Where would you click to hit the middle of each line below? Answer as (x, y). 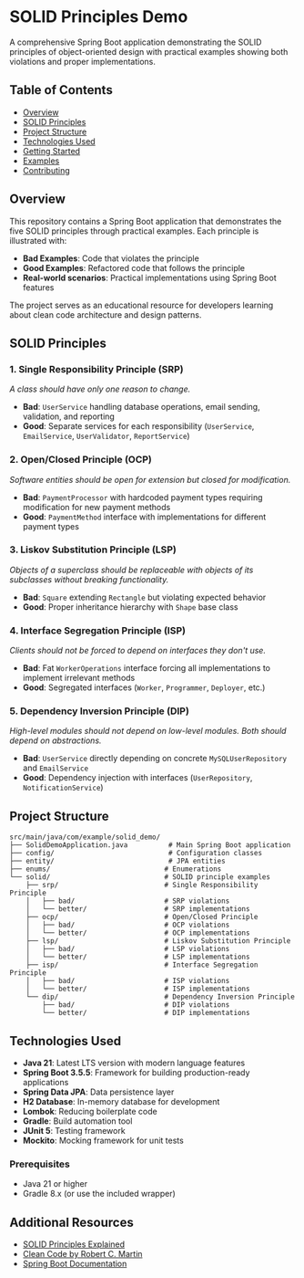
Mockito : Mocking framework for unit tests (103, 1141)
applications (46, 1083)
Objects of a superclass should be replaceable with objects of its (132, 570)
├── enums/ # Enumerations (116, 869)
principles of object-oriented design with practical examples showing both (149, 51)
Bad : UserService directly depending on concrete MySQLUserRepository (155, 759)
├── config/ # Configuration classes (136, 854)
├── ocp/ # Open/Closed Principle (142, 917)
